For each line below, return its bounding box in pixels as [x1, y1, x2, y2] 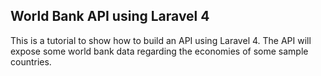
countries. [10, 55, 52, 68]
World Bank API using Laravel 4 [10, 8, 210, 25]
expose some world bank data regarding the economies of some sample [10, 45, 309, 57]
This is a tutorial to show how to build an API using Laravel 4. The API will [10, 34, 312, 46]
